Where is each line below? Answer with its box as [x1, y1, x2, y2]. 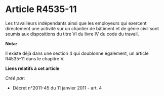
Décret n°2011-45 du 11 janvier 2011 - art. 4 [12, 84, 102, 91]
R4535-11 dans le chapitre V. [5, 55, 65, 61]
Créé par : [5, 75, 25, 81]
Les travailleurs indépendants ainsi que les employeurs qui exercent [5, 20, 147, 26]
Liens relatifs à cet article [5, 65, 60, 71]
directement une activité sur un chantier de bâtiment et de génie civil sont [5, 25, 159, 31]
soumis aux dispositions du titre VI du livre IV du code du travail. [5, 31, 139, 37]
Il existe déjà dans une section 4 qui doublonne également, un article [5, 50, 149, 56]
